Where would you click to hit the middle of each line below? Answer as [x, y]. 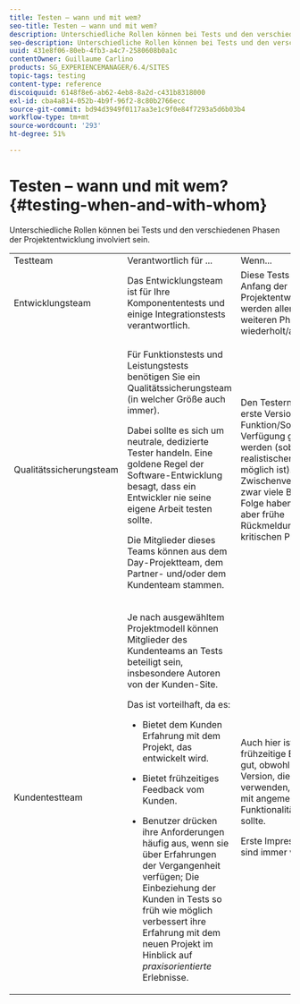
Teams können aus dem [177, 551]
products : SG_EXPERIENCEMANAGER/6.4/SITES [89, 68]
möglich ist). [267, 469]
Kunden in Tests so [182, 898]
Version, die [266, 776]
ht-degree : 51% [37, 134]
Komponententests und [176, 302]
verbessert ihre [175, 921]
